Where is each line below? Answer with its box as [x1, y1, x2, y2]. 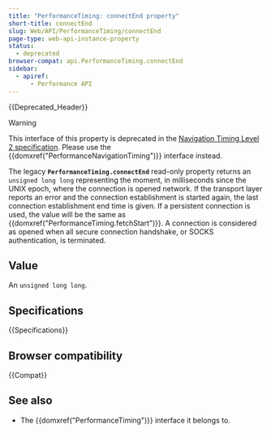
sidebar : [8, 65, 38, 73]
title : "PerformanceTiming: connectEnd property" [8, 11, 180, 20]
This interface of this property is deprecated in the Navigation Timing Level [8, 133, 260, 143]
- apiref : [15, 72, 49, 80]
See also [8, 394, 53, 408]
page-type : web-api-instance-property [8, 34, 140, 43]
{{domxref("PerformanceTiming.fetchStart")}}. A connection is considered [8, 218, 257, 228]
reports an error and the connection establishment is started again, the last [8, 192, 259, 202]
